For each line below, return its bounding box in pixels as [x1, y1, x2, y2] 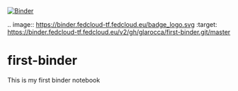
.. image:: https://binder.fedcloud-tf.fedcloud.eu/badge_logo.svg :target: [7, 20, 217, 28]
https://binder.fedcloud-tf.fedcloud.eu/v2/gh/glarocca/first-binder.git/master [7, 28, 231, 36]
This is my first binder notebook [7, 75, 101, 84]
